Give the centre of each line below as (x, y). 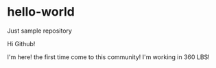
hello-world (41, 12)
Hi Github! (21, 44)
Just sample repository (39, 31)
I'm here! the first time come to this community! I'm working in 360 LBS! (109, 57)
